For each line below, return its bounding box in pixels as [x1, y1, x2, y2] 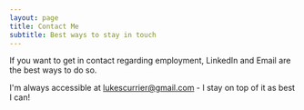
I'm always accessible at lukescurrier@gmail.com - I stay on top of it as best [9, 83, 296, 94]
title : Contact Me [9, 22, 79, 31]
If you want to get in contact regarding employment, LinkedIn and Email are [9, 55, 291, 66]
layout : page [9, 13, 59, 23]
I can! [9, 92, 30, 103]
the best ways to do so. [9, 65, 97, 75]
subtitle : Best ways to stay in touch [9, 30, 157, 39]
